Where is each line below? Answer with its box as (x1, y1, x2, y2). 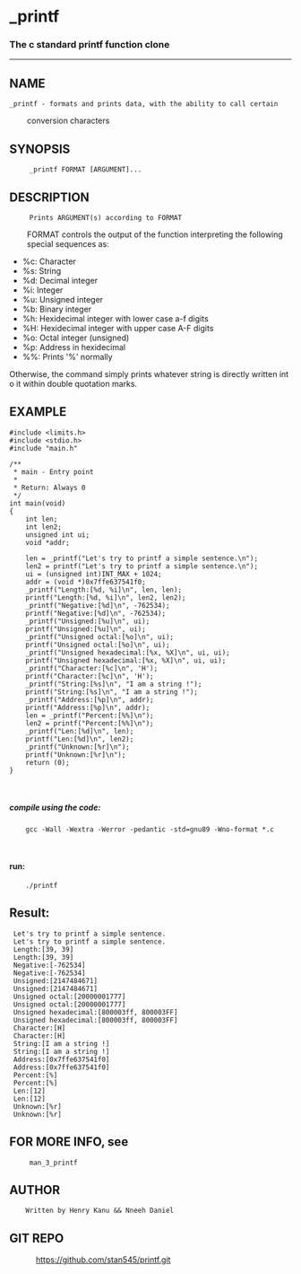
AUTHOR (9, 1182, 61, 1198)
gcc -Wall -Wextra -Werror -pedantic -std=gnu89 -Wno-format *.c (25, 824, 275, 834)
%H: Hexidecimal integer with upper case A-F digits (21, 322, 214, 333)
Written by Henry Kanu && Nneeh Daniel (25, 1206, 175, 1216)
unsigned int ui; (25, 530, 90, 540)
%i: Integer (21, 285, 64, 295)
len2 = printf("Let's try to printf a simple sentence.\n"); (25, 561, 258, 571)
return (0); (25, 758, 70, 767)
